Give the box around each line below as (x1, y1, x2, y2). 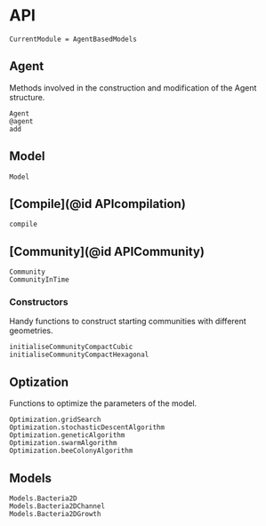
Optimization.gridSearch (9, 415, 101, 425)
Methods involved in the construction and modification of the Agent (9, 82, 257, 93)
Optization (9, 374, 69, 389)
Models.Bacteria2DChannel (9, 502, 105, 511)
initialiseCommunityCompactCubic (9, 343, 133, 352)
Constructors (9, 296, 69, 308)
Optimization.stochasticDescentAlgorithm (9, 423, 165, 432)
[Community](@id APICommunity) (9, 243, 205, 259)
